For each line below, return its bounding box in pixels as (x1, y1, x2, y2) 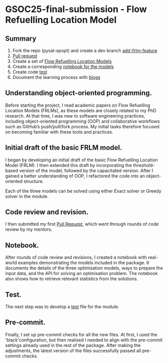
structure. (23, 178, 44, 184)
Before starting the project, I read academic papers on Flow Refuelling (5, 102, 150, 108)
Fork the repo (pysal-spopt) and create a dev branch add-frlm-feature (12, 48, 157, 53)
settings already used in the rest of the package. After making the (5, 342, 141, 348)
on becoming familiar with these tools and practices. (5, 129, 114, 135)
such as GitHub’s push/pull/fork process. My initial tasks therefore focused (5, 123, 159, 129)
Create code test (12, 69, 48, 75)
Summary (5, 34, 37, 43)
